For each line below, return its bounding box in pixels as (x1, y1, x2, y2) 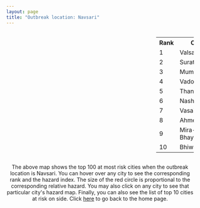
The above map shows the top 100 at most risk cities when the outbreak (11, 163, 189, 170)
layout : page (6, 8, 39, 15)
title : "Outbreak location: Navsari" (6, 14, 100, 20)
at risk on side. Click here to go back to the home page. (32, 195, 168, 202)
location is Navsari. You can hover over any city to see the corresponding (10, 169, 190, 176)
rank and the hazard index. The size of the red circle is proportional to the (10, 176, 190, 183)
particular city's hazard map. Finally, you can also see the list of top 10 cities (7, 188, 193, 195)
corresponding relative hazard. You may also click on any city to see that (11, 182, 189, 190)
